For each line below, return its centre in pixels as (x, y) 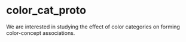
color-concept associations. (41, 33)
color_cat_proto (46, 10)
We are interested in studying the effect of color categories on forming (93, 27)
